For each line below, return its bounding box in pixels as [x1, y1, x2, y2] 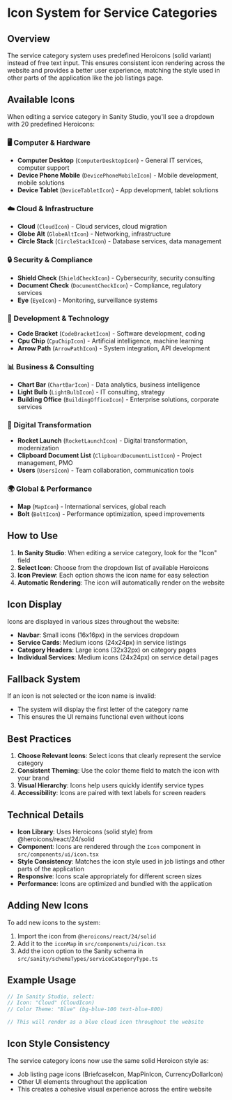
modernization [17, 443, 59, 452]
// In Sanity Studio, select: [7, 993, 95, 1000]
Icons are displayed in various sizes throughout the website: [7, 617, 180, 625]
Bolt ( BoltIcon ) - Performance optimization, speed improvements [17, 509, 206, 518]
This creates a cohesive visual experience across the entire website [17, 1085, 212, 1093]
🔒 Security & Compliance [7, 255, 93, 265]
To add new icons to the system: [7, 918, 101, 927]
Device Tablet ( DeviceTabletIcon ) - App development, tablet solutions [17, 186, 219, 194]
